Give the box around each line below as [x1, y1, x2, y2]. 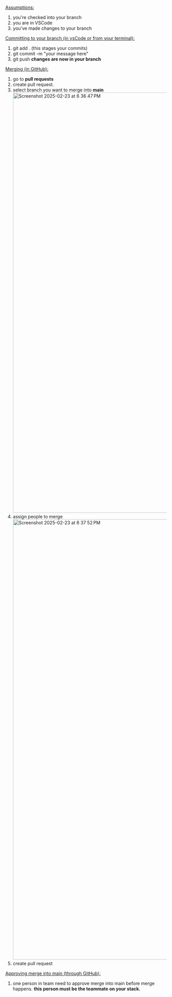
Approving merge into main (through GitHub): [5, 970, 101, 976]
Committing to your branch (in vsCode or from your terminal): [5, 35, 135, 41]
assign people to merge [12, 514, 63, 519]
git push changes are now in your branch [12, 56, 101, 62]
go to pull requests [12, 76, 54, 82]
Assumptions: [5, 5, 34, 10]
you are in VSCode [12, 20, 53, 26]
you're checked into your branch [12, 14, 82, 20]
